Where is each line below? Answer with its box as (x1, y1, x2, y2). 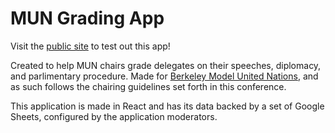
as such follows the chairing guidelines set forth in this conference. (10, 80, 287, 92)
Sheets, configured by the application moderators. (10, 110, 218, 122)
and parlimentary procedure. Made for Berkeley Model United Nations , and (10, 70, 319, 82)
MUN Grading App (10, 7, 165, 30)
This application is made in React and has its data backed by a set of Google (10, 100, 325, 112)
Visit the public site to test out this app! (10, 40, 171, 52)
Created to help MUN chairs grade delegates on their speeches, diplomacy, (10, 59, 322, 71)
